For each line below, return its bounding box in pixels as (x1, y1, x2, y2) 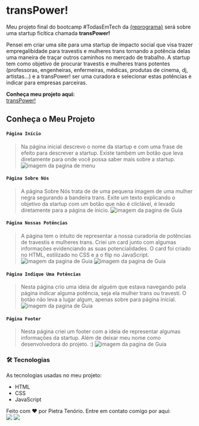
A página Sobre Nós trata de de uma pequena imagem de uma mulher (20, 187, 193, 195)
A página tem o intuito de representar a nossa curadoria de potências (20, 232, 192, 239)
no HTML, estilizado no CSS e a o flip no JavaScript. (20, 251, 150, 258)
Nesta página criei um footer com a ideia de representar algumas (20, 328, 181, 335)
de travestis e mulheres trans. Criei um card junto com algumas (20, 239, 177, 246)
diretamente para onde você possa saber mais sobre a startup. (20, 155, 176, 162)
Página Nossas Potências (6, 220, 68, 226)
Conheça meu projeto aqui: (6, 90, 75, 98)
